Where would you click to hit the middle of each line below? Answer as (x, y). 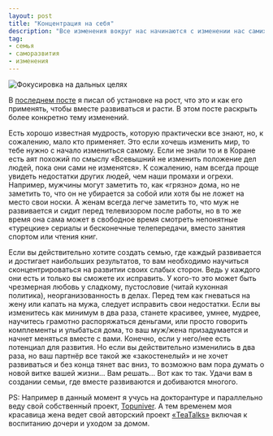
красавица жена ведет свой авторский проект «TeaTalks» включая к (128, 414)
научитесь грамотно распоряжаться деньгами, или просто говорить (128, 321)
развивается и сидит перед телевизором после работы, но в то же (125, 210)
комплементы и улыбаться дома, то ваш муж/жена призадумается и (128, 330)
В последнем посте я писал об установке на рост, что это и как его (126, 100)
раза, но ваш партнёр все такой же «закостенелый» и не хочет (118, 356)
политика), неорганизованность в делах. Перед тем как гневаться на (129, 295)
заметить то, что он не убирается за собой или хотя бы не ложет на (126, 193)
